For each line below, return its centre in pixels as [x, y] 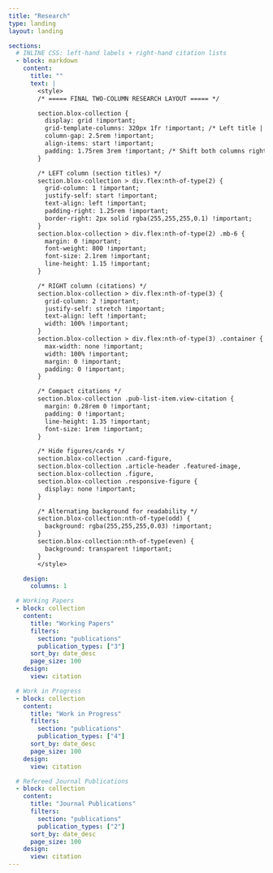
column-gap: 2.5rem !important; [99, 136]
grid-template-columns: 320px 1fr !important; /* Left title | [154, 128]
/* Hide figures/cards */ [82, 452]
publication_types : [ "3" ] [82, 646]
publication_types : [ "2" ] [82, 826]
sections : [25, 45]
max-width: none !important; [94, 346]
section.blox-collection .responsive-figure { [118, 481]
